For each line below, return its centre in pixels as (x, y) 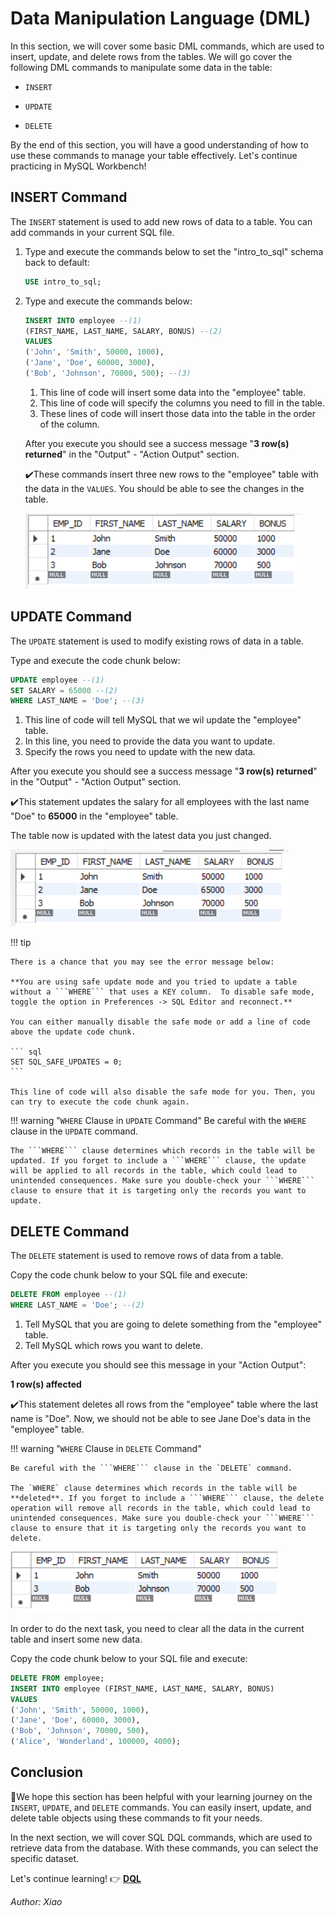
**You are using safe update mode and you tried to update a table (154, 982)
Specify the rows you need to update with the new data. (140, 752)
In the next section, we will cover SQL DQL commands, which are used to (161, 1837)
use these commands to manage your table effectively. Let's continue (154, 155)
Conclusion (47, 1772)
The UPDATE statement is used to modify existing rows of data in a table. (157, 641)
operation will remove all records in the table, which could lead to (160, 1508)
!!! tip (21, 943)
